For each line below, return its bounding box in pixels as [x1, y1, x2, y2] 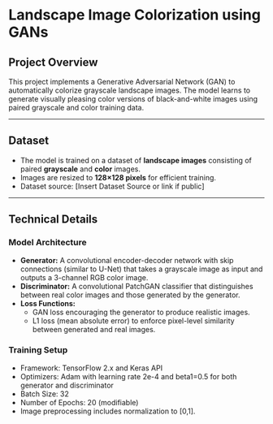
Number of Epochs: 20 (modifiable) [19, 397, 139, 407]
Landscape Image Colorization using [8, 6, 262, 24]
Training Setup [8, 344, 68, 356]
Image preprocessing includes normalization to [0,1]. [19, 406, 196, 416]
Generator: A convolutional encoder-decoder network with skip [19, 255, 234, 265]
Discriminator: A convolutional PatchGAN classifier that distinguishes [19, 281, 253, 291]
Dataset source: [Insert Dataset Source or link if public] [19, 181, 205, 191]
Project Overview [8, 55, 98, 69]
